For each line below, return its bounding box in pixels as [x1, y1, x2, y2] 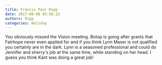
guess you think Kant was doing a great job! [5, 54, 94, 61]
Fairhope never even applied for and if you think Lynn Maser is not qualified [5, 39, 158, 45]
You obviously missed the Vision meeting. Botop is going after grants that [5, 34, 153, 40]
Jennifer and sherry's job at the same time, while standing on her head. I [5, 49, 152, 55]
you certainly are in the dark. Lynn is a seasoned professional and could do [5, 44, 157, 50]
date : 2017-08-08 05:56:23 [5, 12, 60, 16]
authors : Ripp [5, 16, 34, 21]
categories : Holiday [5, 20, 47, 26]
